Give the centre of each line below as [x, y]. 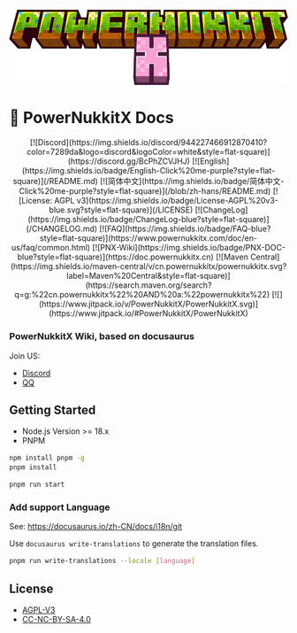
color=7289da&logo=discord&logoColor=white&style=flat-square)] [148, 152]
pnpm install [33, 467]
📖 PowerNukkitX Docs [91, 118]
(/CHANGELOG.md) [62, 229]
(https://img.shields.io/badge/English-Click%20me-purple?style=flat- [148, 171]
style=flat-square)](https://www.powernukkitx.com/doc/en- [148, 238]
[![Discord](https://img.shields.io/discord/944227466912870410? [148, 143]
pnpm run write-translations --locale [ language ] [103, 561]
